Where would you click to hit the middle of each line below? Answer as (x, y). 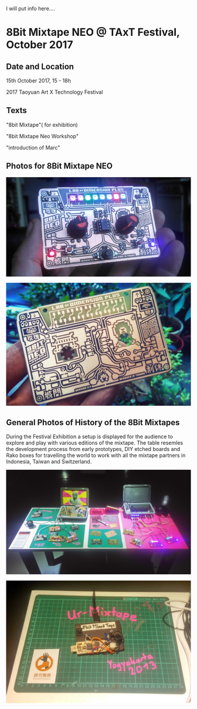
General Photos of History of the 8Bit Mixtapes (93, 423)
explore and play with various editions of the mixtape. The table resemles (95, 443)
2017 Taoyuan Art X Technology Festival (55, 92)
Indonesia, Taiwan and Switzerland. (49, 462)
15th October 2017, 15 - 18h (39, 81)
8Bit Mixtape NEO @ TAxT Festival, (93, 32)
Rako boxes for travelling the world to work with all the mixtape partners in (96, 455)
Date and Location (40, 66)
